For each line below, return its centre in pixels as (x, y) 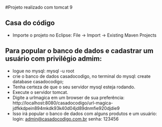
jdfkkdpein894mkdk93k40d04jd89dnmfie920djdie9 (66, 108)
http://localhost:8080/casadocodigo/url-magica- (63, 103)
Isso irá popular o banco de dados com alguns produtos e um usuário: (85, 113)
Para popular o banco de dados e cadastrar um (79, 51)
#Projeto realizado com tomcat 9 (39, 7)
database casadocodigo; (38, 81)
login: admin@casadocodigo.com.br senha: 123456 (65, 119)
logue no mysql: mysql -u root (43, 71)
